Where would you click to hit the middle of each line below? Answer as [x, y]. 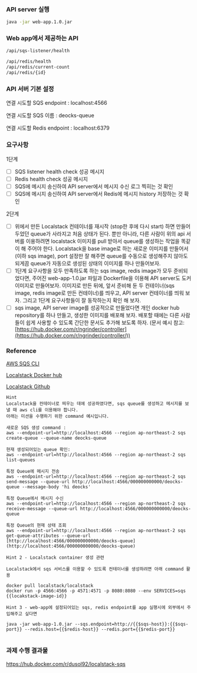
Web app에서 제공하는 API [42, 38]
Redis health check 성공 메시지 [51, 179]
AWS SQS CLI [23, 364]
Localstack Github [28, 387]
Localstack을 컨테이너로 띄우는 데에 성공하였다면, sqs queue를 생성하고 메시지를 [94, 404]
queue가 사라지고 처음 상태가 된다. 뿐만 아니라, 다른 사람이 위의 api [108, 234]
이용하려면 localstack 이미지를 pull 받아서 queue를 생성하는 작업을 [103, 241]
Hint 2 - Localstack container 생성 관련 [55, 558]
